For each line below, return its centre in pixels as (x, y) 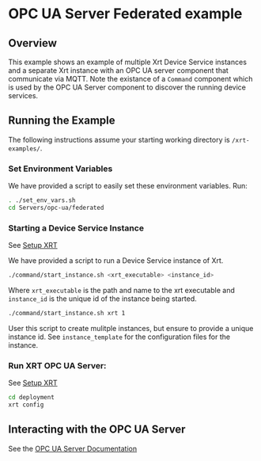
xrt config (26, 405)
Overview (33, 43)
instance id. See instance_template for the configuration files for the (119, 337)
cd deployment (32, 398)
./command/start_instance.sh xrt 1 (67, 314)
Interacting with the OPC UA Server (97, 430)
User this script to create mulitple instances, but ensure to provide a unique (131, 328)
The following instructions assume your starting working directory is (119, 139)
